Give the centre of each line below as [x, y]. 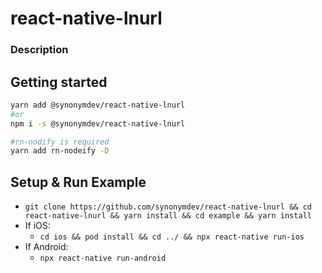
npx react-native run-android [103, 258]
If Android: [46, 247]
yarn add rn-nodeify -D [60, 151]
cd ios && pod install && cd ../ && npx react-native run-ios [172, 237]
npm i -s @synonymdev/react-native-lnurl [98, 123]
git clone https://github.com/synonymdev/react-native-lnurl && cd [168, 207]
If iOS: [37, 226]
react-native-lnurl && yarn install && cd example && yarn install [168, 216]
